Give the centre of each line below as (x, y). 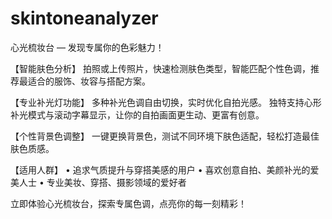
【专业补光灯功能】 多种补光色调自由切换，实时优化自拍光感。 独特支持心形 (166, 102)
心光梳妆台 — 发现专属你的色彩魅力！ (87, 47)
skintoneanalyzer (84, 18)
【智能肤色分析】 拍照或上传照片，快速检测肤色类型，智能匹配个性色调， (160, 68)
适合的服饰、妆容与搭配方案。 (89, 81)
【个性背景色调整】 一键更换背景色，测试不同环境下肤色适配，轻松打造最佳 (165, 136)
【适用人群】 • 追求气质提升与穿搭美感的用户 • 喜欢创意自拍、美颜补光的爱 (165, 169)
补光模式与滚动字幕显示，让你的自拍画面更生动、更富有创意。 (137, 114)
